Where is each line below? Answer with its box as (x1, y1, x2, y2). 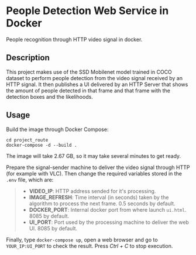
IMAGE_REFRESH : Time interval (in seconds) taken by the (29, 194, 169, 201)
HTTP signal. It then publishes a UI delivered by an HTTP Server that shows (6, 81, 188, 88)
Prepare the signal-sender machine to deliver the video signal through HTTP (6, 164, 190, 171)
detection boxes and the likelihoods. (6, 93, 94, 100)
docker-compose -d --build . (6, 142, 77, 148)
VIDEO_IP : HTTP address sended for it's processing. (29, 187, 156, 194)
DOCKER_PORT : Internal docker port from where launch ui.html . (29, 206, 187, 213)
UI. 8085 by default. (29, 225, 78, 232)
